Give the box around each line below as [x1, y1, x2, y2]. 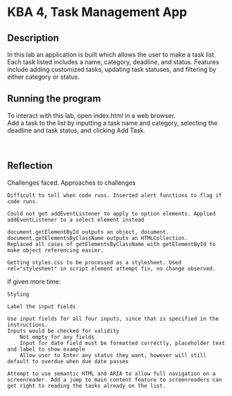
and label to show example [7, 346, 85, 353]
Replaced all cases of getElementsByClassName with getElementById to [7, 241, 216, 247]
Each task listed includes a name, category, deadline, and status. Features [7, 58, 219, 66]
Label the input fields [7, 303, 76, 310]
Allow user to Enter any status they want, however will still [19, 351, 207, 359]
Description [7, 32, 59, 44]
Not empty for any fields [19, 333, 95, 340]
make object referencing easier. [7, 247, 104, 254]
